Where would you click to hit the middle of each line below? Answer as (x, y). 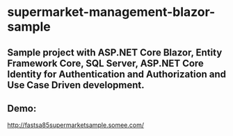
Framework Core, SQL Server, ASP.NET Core (105, 63)
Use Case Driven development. (76, 85)
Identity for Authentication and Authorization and (117, 74)
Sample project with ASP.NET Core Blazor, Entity (115, 52)
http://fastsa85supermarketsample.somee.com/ (76, 125)
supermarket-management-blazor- (111, 12)
